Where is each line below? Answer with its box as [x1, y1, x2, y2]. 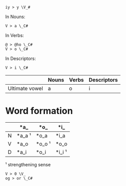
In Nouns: [5, 14, 25, 20]
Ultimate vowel [8, 85, 43, 92]
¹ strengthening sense [5, 161, 51, 167]
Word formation [5, 105, 73, 117]
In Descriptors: [5, 56, 36, 61]
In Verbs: [5, 32, 24, 38]
